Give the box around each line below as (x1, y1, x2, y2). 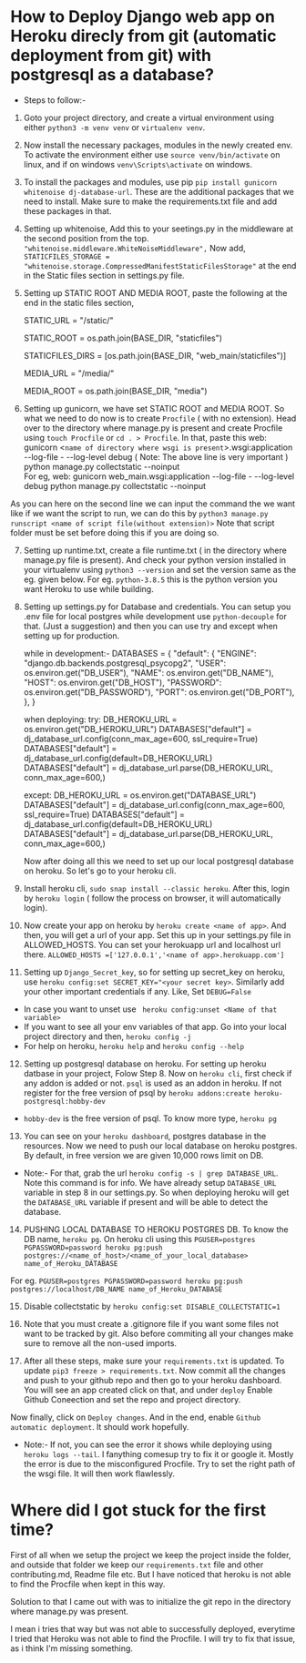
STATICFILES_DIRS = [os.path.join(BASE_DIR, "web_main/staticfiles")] (23, 350, 287, 361)
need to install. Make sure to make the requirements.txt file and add (23, 196, 278, 207)
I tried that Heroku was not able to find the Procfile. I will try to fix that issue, (10, 1633, 296, 1644)
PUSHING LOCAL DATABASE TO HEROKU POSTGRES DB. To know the (23, 1223, 290, 1235)
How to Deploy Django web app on (10, 6, 276, 27)
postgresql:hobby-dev (23, 1097, 106, 1106)
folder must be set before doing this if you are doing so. (10, 526, 219, 538)
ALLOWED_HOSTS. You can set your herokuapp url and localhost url (23, 939, 281, 950)
